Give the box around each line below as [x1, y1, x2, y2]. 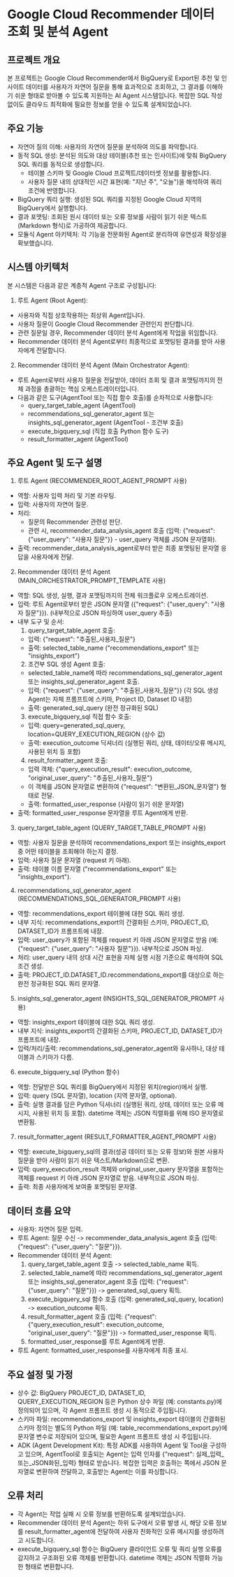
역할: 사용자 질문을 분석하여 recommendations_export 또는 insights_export [17, 838, 226, 847]
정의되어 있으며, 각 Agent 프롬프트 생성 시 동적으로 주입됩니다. [17, 1406, 187, 1415]
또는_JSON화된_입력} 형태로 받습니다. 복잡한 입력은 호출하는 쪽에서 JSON [17, 1459, 220, 1467]
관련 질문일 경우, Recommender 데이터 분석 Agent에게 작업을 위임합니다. [17, 328, 219, 337]
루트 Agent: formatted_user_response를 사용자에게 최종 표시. [17, 1346, 189, 1355]
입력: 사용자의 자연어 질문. [17, 500, 89, 508]
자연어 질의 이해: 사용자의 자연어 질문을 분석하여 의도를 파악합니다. [17, 142, 198, 151]
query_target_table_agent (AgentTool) [27, 401, 136, 410]
